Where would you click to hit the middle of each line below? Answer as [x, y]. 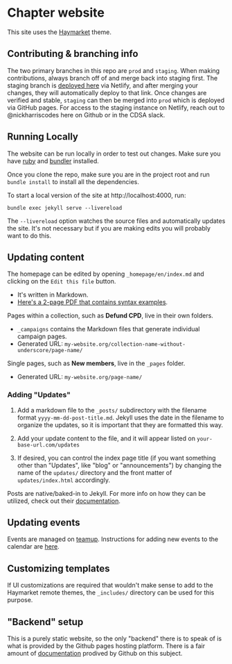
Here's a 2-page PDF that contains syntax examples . [92, 302]
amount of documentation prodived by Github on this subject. [95, 654]
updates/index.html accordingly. [64, 480]
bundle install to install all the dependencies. [73, 181]
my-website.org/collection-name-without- [125, 345]
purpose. [20, 600]
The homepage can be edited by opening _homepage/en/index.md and [106, 274]
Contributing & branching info [73, 54]
